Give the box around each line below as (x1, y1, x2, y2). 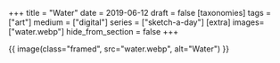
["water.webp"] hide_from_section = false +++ (8, 27, 179, 36)
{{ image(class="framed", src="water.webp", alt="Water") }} (8, 43, 229, 54)
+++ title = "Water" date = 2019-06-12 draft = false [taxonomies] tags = (8, 8, 272, 18)
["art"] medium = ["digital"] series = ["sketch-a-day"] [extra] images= (8, 17, 265, 28)
